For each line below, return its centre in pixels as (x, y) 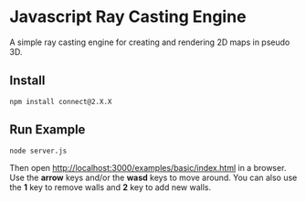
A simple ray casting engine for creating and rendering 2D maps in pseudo (150, 42)
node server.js (38, 151)
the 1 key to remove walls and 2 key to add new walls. (111, 187)
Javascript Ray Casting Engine (128, 17)
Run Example (47, 130)
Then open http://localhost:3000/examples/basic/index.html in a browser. (148, 167)
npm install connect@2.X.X (61, 101)
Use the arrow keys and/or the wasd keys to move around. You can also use (153, 177)
